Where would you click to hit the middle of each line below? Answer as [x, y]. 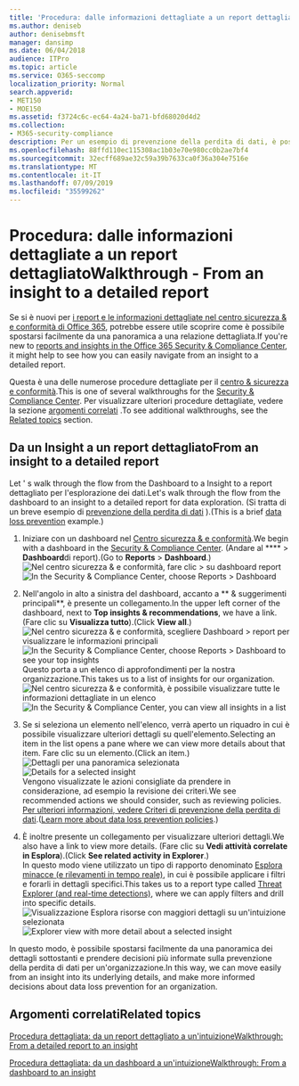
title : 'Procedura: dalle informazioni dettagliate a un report [131, 17]
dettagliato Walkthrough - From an [137, 274]
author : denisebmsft [48, 34]
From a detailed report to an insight [73, 1045]
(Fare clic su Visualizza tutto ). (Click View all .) [107, 621]
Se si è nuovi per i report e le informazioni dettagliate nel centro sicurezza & [148, 317]
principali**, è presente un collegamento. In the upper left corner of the [151, 603]
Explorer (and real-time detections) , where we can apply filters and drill [153, 893]
